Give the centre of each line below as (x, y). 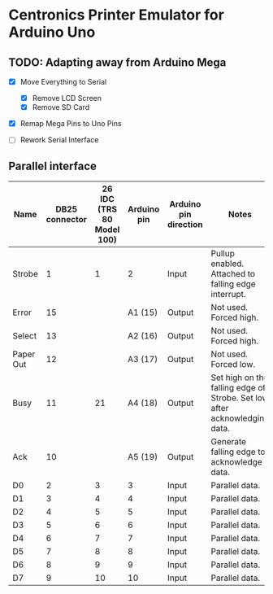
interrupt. (228, 295)
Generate (228, 442)
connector (67, 220)
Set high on (232, 378)
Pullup (223, 254)
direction (185, 225)
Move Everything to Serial (63, 82)
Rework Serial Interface (59, 140)
